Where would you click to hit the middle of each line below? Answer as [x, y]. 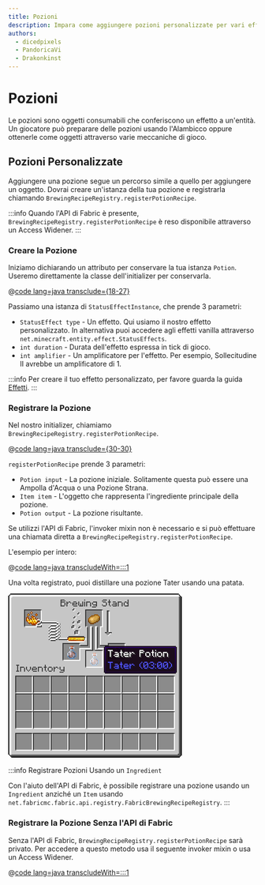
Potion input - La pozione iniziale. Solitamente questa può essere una [134, 480]
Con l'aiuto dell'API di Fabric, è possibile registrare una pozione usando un [129, 785]
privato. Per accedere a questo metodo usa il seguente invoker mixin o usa [129, 849]
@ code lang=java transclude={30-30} [70, 449]
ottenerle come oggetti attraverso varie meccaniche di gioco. [108, 137]
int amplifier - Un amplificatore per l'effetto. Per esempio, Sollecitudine [138, 356]
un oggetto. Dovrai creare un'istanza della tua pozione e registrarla [117, 189]
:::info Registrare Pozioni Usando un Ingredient [85, 770]
